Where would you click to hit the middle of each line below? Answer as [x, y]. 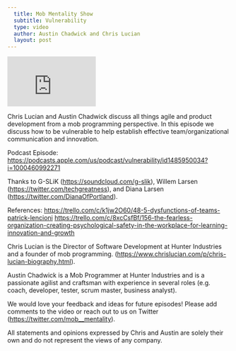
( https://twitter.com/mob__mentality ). [61, 319]
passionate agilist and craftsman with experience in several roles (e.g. [109, 283]
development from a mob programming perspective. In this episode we [111, 124]
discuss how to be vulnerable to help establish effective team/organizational [118, 132]
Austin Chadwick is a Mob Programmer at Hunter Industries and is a [106, 275]
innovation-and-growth [41, 233]
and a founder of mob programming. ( [63, 254]
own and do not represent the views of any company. [85, 340]
